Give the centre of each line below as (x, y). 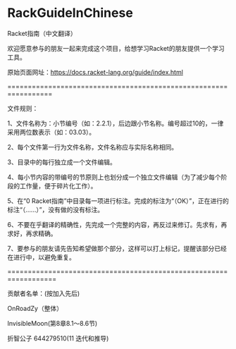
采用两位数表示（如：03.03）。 (51, 132)
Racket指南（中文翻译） (42, 33)
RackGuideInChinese (70, 13)
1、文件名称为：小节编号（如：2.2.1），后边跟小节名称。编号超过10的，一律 (116, 123)
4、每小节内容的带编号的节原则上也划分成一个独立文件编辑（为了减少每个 (114, 177)
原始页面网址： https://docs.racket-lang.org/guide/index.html (95, 72)
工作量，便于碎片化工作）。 (58, 185)
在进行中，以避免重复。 (41, 257)
